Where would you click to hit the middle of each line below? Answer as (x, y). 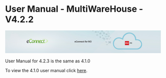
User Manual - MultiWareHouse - (74, 9)
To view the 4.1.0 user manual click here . (46, 71)
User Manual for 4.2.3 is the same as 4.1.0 (48, 61)
